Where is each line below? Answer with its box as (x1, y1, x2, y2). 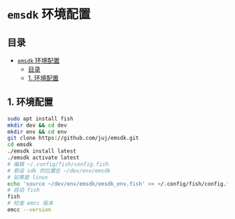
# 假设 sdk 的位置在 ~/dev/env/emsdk (7, 167, 111, 174)
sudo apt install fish (7, 115, 73, 122)
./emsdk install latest (7, 148, 77, 155)
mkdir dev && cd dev (7, 122, 68, 129)
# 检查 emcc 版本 (7, 200, 54, 207)
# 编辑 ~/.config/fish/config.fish (7, 160, 109, 168)
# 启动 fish (7, 187, 40, 194)
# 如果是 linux (7, 174, 48, 181)
